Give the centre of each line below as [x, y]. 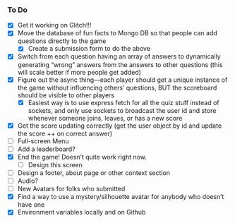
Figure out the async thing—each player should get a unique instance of [122, 80]
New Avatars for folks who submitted [71, 189]
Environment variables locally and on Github [82, 212]
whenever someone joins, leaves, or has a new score [105, 118]
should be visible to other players [66, 95]
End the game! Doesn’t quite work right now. [82, 157]
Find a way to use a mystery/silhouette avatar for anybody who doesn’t [121, 197]
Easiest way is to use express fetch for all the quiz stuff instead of [124, 102]
